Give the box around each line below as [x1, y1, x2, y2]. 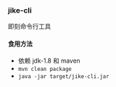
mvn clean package [17, 65, 72, 72]
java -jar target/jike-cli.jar [17, 72, 110, 80]
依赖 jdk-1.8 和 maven [17, 56, 81, 65]
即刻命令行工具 [8, 22, 51, 31]
